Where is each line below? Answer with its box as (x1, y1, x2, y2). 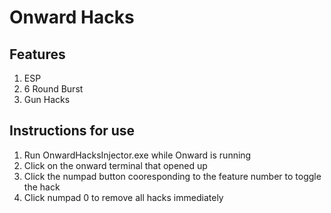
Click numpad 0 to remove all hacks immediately (23, 191, 224, 203)
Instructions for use (9, 122, 136, 140)
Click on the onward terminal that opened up (23, 159, 208, 171)
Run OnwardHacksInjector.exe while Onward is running (23, 149, 252, 161)
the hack (23, 181, 61, 193)
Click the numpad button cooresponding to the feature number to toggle (23, 170, 322, 182)
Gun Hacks (23, 94, 71, 105)
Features (9, 46, 66, 63)
